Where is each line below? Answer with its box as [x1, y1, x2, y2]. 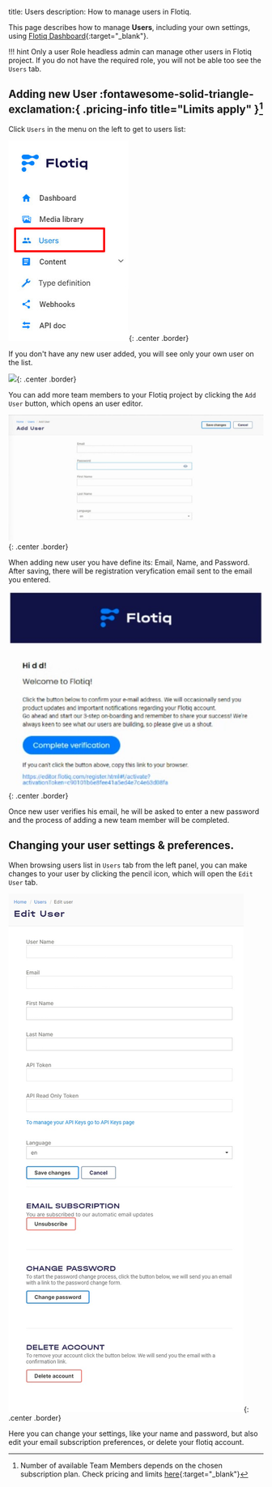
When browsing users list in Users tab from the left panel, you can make [8, 860, 248, 870]
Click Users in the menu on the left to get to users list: [8, 124, 186, 134]
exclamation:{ [8, 103, 81, 117]
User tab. [8, 877, 38, 887]
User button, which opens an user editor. [8, 398, 143, 408]
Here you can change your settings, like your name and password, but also [8, 1429, 258, 1438]
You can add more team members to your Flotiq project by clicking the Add [8, 390, 257, 399]
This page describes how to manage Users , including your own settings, [8, 23, 251, 32]
